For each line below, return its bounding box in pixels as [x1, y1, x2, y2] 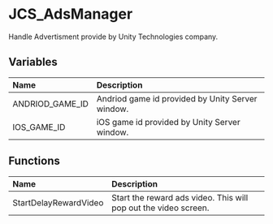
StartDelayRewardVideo [12, 196, 104, 208]
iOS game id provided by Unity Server [96, 116, 241, 127]
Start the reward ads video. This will [111, 192, 249, 203]
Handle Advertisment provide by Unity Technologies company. [8, 32, 219, 41]
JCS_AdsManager [8, 5, 133, 24]
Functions [8, 154, 61, 168]
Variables [8, 55, 58, 69]
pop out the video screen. [111, 202, 210, 213]
